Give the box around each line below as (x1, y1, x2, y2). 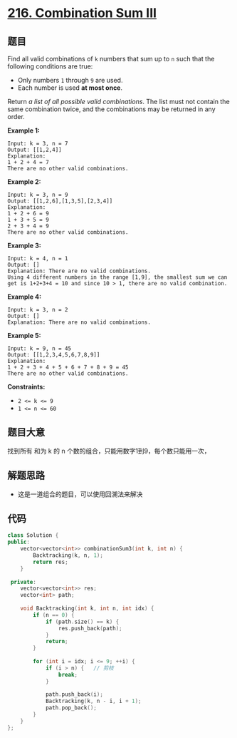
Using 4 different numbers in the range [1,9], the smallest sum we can (7, 274, 228, 281)
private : (10, 578, 37, 585)
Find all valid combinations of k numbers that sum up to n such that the (7, 55, 215, 63)
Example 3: (7, 241, 41, 250)
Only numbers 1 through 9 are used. (17, 76, 123, 84)
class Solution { (7, 532, 59, 539)
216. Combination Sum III (7, 5, 157, 21)
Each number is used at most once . (17, 83, 123, 92)
